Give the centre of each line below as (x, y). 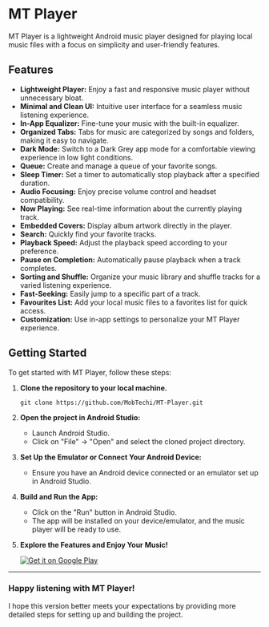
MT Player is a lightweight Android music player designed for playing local (130, 36)
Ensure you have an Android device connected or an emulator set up (145, 472)
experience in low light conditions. (76, 157)
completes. (38, 268)
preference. (39, 251)
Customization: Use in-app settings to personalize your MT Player (130, 319)
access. (33, 310)
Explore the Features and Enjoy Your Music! (94, 544)
